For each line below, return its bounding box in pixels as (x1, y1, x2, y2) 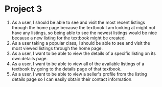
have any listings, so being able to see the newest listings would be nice (11, 30, 157, 35)
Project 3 (4, 3, 42, 15)
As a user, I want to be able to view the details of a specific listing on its (11, 50, 156, 56)
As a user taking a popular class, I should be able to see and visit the (11, 40, 150, 46)
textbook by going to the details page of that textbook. (11, 66, 122, 71)
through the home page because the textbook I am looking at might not (11, 24, 156, 30)
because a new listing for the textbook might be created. (11, 35, 126, 41)
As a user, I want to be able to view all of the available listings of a (11, 61, 145, 67)
